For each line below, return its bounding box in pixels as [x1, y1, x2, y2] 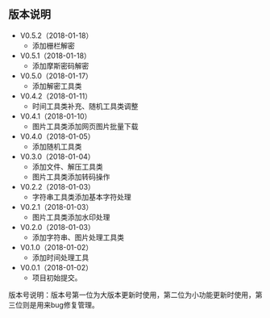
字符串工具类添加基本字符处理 [31, 192, 131, 202]
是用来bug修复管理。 [29, 299, 99, 309]
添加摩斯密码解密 [31, 61, 89, 70]
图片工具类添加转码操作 [31, 172, 110, 182]
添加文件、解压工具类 [31, 161, 103, 171]
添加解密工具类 [31, 81, 82, 90]
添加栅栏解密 [31, 40, 75, 50]
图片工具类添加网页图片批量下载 [31, 121, 139, 131]
